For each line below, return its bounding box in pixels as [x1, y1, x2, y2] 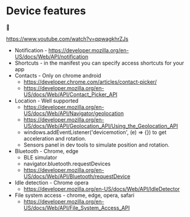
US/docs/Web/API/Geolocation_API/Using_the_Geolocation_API [23, 122, 179, 129]
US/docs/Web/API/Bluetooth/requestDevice [23, 173, 131, 180]
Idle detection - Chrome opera [14, 179, 89, 186]
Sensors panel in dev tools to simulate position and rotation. [23, 141, 170, 148]
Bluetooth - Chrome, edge [14, 147, 79, 155]
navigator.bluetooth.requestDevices [23, 160, 111, 167]
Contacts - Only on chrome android [14, 72, 102, 79]
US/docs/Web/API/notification [14, 53, 89, 60]
